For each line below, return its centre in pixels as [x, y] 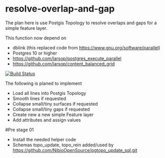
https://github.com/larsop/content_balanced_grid [64, 64]
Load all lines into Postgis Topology [49, 93]
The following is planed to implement [44, 83]
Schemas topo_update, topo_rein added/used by [63, 145]
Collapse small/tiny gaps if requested [51, 109]
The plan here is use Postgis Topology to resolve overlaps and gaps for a [81, 23]
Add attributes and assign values [47, 120]
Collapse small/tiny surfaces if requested [55, 103]
